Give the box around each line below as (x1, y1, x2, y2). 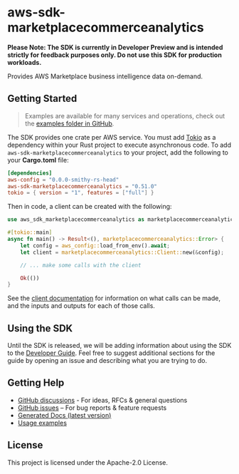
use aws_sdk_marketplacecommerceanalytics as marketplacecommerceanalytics (7, 216, 237, 223)
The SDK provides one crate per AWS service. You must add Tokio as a (7, 133, 216, 141)
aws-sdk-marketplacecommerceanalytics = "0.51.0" (7, 182, 158, 190)
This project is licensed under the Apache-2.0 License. (7, 458, 169, 467)
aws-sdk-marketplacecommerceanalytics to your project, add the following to (7, 148, 229, 157)
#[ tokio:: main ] (7, 229, 53, 236)
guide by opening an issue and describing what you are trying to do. (7, 356, 208, 365)
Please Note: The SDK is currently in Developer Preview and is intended (7, 43, 223, 51)
